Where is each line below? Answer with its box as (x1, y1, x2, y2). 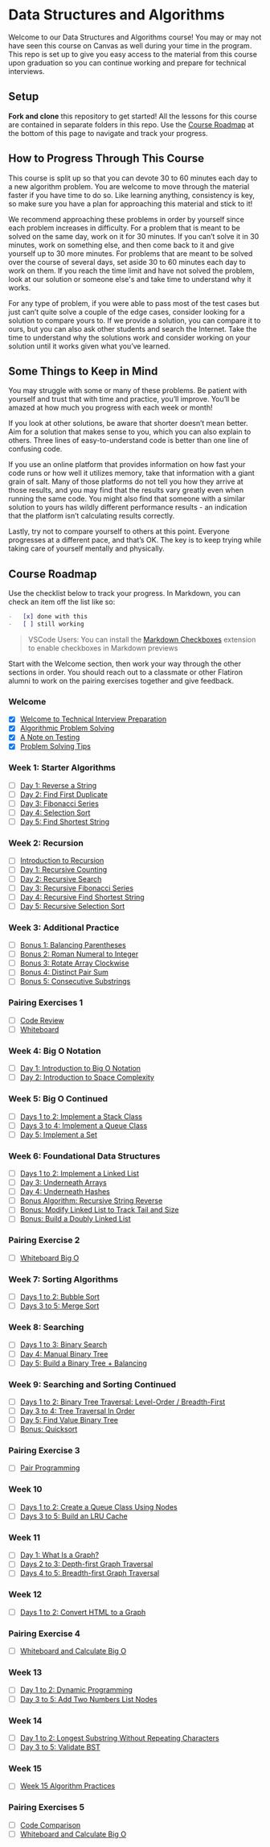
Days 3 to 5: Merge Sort (19, 1301, 100, 1311)
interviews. (8, 66, 45, 76)
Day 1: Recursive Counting (19, 865, 107, 874)
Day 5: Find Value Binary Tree (19, 1415, 119, 1425)
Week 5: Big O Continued (8, 1093, 108, 1105)
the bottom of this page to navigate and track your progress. (8, 128, 208, 138)
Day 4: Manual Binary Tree (19, 1349, 108, 1358)
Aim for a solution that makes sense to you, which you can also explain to (8, 427, 252, 436)
